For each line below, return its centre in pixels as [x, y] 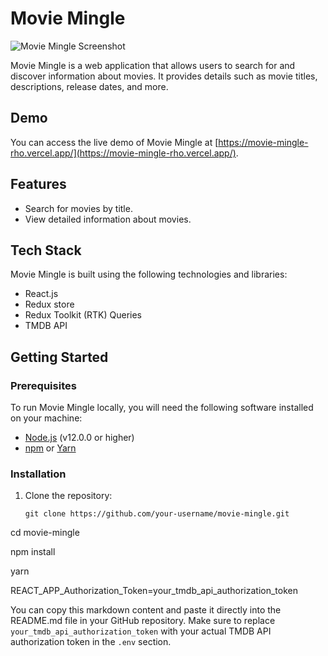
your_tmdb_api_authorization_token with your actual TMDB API [141, 631]
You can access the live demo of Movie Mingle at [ [114, 142]
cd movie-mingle [45, 533]
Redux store [49, 304]
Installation [38, 474]
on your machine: [46, 418]
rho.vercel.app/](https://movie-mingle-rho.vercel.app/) [123, 153]
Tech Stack [46, 250]
